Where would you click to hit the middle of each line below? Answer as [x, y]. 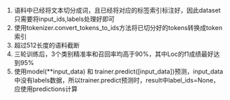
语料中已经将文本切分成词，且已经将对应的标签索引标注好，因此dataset [117, 10]
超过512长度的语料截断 [47, 45]
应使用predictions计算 [46, 89]
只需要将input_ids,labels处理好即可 [64, 19]
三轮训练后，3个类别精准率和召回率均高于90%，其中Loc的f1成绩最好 [114, 54]
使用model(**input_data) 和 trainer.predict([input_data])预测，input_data [119, 71]
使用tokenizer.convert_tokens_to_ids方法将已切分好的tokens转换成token [118, 28]
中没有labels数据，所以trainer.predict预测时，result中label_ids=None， [117, 80]
